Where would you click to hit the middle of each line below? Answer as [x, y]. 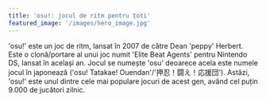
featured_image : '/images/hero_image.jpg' [79, 23]
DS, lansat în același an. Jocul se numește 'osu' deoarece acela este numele [133, 63]
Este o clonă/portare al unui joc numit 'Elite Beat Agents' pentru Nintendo [128, 54]
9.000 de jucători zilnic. [47, 89]
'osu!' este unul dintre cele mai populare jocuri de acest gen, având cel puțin [133, 81]
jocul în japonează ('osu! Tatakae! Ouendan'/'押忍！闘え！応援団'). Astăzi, [129, 72]
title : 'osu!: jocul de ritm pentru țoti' [79, 16]
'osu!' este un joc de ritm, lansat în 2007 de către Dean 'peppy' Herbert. [126, 45]
